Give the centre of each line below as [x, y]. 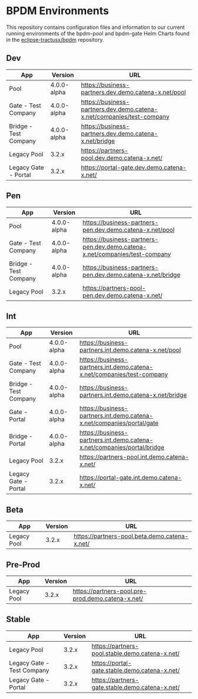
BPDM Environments [57, 11]
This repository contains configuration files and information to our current [95, 27]
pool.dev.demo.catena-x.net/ [122, 157]
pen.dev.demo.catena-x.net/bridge [131, 274]
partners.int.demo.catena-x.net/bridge [133, 395]
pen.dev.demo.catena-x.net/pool [128, 229]
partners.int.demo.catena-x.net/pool [130, 350]
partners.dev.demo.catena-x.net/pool [133, 92]
